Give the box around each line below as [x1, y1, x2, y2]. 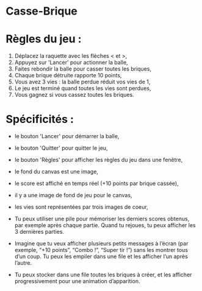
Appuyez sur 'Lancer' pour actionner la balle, [14, 59, 129, 66]
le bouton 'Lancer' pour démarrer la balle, [14, 133, 120, 140]
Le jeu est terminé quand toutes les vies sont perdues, [14, 85, 151, 92]
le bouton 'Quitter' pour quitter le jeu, [14, 144, 108, 152]
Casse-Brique [5, 4, 78, 18]
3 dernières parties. [14, 228, 65, 236]
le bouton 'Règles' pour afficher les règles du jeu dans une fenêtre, [14, 156, 183, 164]
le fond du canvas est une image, [14, 168, 99, 175]
